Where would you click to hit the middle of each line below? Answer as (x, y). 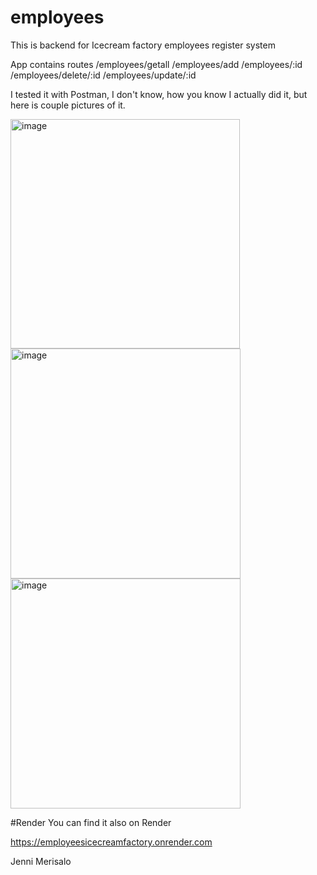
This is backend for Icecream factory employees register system (143, 45)
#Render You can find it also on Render (91, 822)
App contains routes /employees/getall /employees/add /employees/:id (156, 64)
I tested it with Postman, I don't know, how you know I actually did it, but (159, 94)
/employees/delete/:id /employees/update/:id (103, 75)
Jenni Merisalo (41, 861)
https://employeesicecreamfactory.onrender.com (111, 842)
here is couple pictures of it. (68, 105)
